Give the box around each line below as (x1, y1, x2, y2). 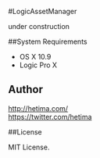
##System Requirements (8, 37, 87, 46)
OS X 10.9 (19, 52, 52, 61)
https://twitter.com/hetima (8, 112, 92, 121)
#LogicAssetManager (8, 7, 77, 16)
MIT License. (8, 142, 50, 152)
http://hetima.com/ (8, 103, 69, 113)
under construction (8, 22, 70, 31)
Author (8, 83, 43, 96)
